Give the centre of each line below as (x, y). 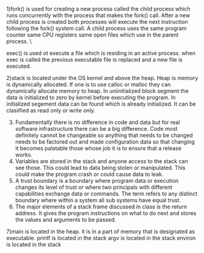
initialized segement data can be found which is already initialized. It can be (101, 104)
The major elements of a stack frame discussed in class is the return (101, 207)
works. (23, 155)
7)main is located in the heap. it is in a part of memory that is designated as (100, 231)
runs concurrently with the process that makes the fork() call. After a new (98, 15)
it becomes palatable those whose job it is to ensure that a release (98, 148)
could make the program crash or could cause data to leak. (89, 174)
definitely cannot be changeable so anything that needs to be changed (104, 135)
